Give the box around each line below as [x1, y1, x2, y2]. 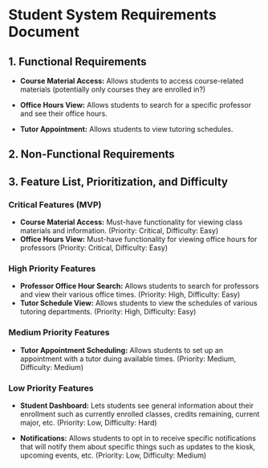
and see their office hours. [19, 109, 108, 118]
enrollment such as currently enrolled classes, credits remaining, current [19, 408, 260, 419]
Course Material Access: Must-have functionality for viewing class [19, 217, 243, 227]
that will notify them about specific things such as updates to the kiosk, [19, 441, 256, 451]
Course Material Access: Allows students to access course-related [19, 76, 244, 85]
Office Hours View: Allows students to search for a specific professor [19, 101, 252, 109]
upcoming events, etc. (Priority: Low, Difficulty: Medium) [19, 450, 207, 460]
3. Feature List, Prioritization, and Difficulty [8, 174, 229, 188]
